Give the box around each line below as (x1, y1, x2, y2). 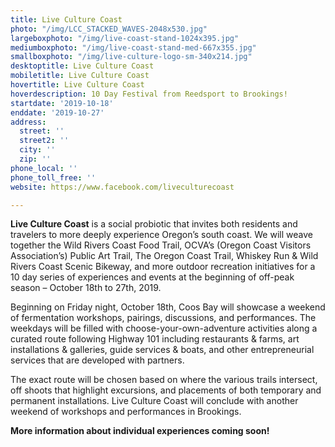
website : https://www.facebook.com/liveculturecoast (10, 182, 235, 192)
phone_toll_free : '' (10, 172, 97, 183)
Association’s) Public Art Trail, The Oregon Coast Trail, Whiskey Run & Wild (10, 250, 319, 262)
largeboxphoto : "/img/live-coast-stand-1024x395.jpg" (10, 33, 240, 43)
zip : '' (19, 154, 52, 164)
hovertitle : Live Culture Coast (10, 80, 145, 90)
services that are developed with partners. (10, 354, 185, 366)
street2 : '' (19, 136, 70, 146)
